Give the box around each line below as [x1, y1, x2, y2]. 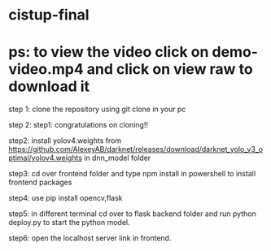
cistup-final [8, 6, 90, 24]
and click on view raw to [86, 60, 254, 79]
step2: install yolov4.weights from [8, 136, 122, 145]
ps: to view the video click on [8, 43, 209, 62]
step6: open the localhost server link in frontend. [8, 233, 172, 243]
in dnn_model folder [84, 153, 151, 163]
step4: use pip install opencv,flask [8, 193, 124, 203]
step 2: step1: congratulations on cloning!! [8, 120, 149, 130]
